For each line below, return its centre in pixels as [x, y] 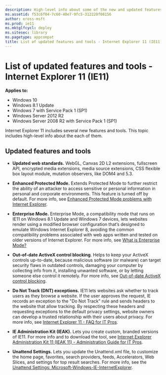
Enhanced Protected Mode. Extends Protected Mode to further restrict [85, 183]
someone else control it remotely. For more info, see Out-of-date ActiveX [86, 276]
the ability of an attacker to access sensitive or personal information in [84, 188]
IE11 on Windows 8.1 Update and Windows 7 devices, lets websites [80, 219]
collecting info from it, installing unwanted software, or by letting [78, 270]
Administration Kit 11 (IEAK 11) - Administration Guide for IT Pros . [78, 342]
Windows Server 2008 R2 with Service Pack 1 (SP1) [65, 121]
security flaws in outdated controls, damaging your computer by [78, 265]
